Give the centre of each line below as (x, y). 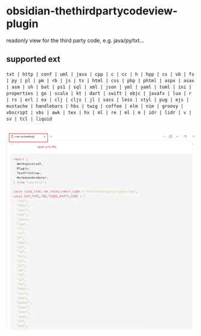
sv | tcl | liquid (29, 119)
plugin (22, 24)
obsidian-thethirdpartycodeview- (92, 11)
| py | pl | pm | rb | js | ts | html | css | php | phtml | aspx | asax (100, 80)
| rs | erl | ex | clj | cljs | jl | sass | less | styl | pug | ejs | (97, 100)
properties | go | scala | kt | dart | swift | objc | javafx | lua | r (99, 93)
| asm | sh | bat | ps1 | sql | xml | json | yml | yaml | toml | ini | (99, 87)
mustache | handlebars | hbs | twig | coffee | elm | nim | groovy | (95, 106)
